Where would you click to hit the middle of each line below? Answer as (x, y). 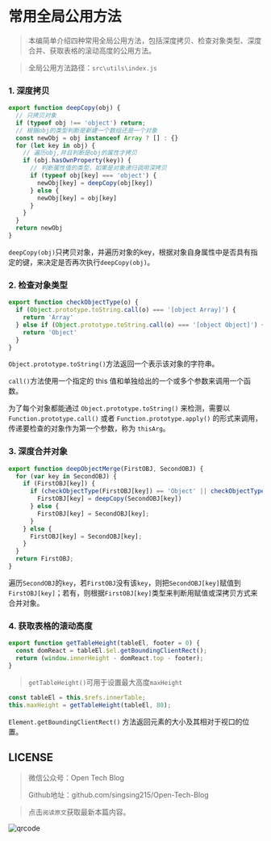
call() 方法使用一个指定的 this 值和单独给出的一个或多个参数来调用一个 (126, 381)
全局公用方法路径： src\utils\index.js (92, 67)
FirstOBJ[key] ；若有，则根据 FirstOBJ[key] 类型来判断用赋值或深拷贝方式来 (133, 593)
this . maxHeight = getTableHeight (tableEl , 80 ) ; (90, 705)
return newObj (39, 228)
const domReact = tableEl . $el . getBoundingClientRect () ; (111, 651)
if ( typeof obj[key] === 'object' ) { (93, 176)
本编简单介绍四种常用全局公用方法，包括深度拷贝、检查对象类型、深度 (145, 40)
